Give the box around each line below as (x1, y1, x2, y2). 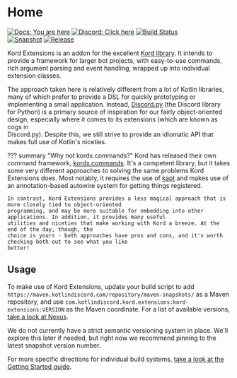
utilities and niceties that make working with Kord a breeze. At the (7, 220, 220, 227)
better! (7, 244, 30, 252)
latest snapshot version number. (7, 341, 101, 350)
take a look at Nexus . (7, 312, 69, 321)
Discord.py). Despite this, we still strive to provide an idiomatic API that (7, 130, 214, 138)
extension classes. (7, 71, 62, 80)
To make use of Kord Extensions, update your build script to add (7, 282, 195, 290)
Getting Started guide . (7, 362, 72, 371)
